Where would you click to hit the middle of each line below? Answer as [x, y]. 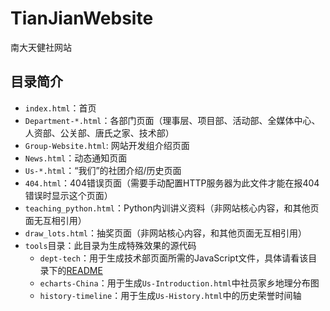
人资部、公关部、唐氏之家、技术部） [99, 133]
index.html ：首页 [60, 108]
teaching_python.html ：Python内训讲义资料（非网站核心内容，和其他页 [172, 208]
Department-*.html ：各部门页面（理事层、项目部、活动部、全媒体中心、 [172, 120]
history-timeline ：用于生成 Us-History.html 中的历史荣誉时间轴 [170, 295]
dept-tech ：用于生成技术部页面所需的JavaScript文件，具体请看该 [174, 258]
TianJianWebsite [82, 18]
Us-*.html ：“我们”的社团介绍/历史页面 [103, 170]
